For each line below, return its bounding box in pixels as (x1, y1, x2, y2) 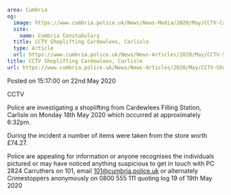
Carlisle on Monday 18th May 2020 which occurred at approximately (7, 110, 201, 119)
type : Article (13, 45, 54, 52)
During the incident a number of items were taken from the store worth (7, 131, 208, 139)
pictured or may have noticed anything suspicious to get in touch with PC (7, 159, 215, 167)
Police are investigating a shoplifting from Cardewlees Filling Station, (7, 103, 201, 112)
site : (13, 25, 30, 32)
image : (13, 19, 32, 26)
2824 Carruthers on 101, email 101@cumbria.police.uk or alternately (7, 166, 198, 175)
